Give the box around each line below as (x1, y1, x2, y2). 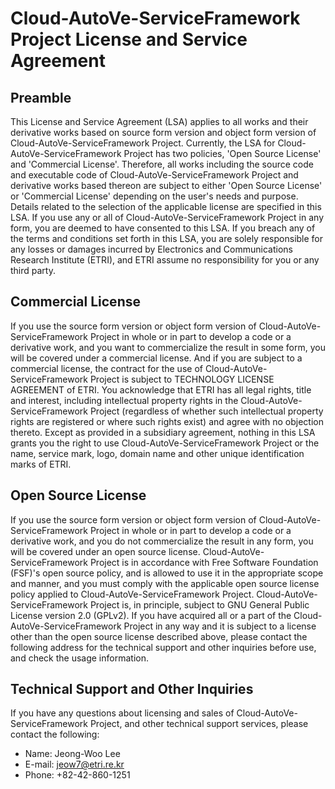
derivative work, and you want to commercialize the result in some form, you (10, 341, 326, 353)
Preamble (10, 89, 72, 106)
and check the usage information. (10, 652, 149, 664)
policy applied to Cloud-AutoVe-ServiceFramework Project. (10, 588, 255, 600)
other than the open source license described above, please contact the (10, 630, 308, 642)
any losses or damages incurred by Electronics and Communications (10, 243, 293, 255)
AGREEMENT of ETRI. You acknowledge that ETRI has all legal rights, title (10, 383, 312, 396)
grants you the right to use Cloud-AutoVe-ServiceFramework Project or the (10, 437, 320, 449)
